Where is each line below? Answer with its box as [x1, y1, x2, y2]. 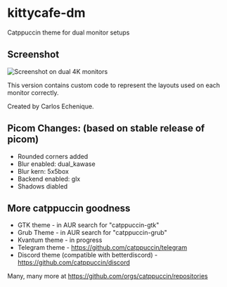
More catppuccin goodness [7, 202, 131, 214]
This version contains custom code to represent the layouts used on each [7, 81, 220, 89]
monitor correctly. [7, 88, 59, 96]
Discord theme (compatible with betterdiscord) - [17, 251, 158, 260]
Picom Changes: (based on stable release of [7, 122, 205, 134]
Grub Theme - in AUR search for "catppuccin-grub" [17, 229, 167, 237]
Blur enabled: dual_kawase [17, 160, 96, 168]
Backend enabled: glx [17, 174, 81, 183]
